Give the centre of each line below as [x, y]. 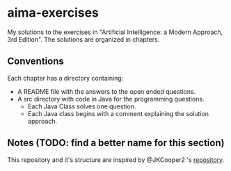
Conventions [36, 62]
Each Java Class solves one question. [82, 106]
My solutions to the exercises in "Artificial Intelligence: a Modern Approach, [115, 32]
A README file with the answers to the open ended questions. [106, 91]
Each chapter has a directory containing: [65, 78]
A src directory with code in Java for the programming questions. [111, 99]
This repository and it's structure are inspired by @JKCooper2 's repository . [116, 160]
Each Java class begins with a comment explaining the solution [118, 113]
